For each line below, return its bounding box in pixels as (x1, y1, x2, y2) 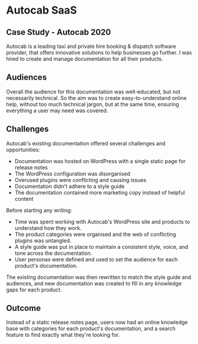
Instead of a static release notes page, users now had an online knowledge (6, 319, 188, 326)
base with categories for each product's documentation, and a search (6, 325, 176, 332)
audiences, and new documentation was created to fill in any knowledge (6, 280, 182, 287)
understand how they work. (14, 224, 82, 231)
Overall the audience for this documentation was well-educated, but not (6, 88, 181, 95)
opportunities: (6, 146, 40, 153)
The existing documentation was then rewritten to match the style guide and (6, 273, 192, 281)
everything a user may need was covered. (6, 107, 108, 114)
